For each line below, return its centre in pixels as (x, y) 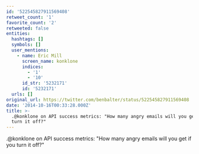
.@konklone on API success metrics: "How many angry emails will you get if (99, 139)
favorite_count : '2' (32, 23)
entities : (18, 34)
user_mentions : (30, 50)
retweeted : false (28, 28)
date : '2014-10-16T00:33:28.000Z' (49, 105)
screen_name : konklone (50, 61)
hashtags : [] (28, 39)
